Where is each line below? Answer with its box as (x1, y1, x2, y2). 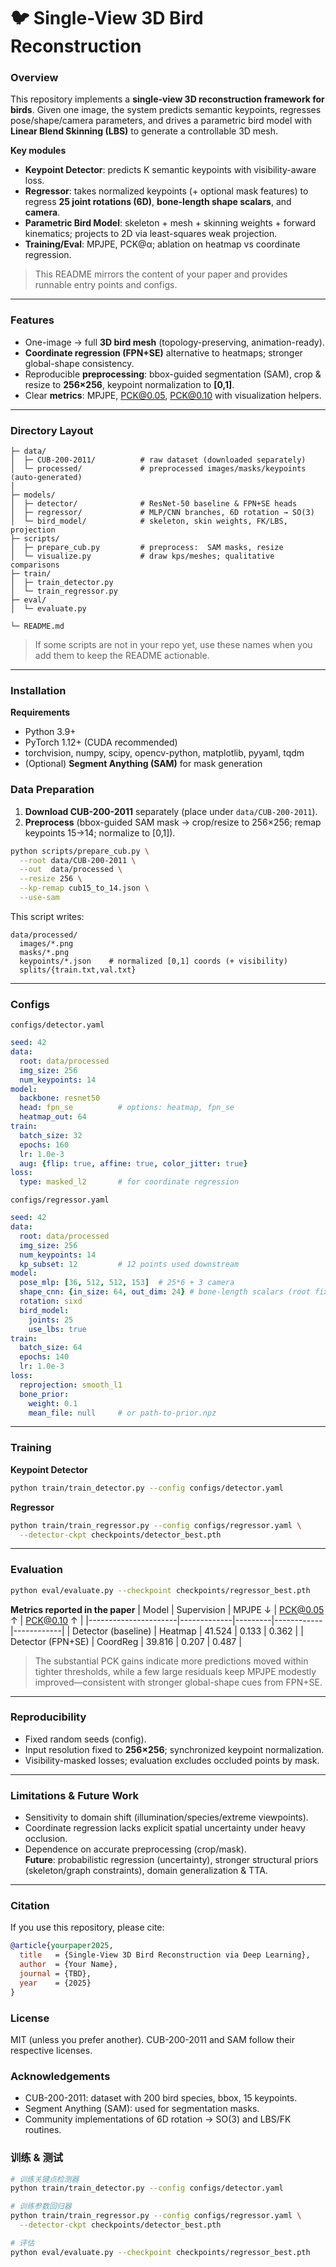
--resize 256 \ (19, 874, 83, 884)
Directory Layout (10, 423, 94, 437)
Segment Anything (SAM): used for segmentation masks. (24, 2103, 260, 2115)
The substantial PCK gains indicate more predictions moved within (34, 1655, 309, 1667)
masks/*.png (19, 947, 70, 957)
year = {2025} (19, 1978, 92, 1988)
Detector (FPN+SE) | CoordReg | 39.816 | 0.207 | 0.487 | (10, 1635, 242, 1647)
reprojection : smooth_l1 (19, 1380, 123, 1390)
